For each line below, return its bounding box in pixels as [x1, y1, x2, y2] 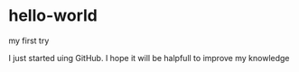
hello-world [8, 5, 98, 26]
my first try [8, 35, 50, 46]
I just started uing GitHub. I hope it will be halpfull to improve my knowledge [8, 52, 290, 63]
